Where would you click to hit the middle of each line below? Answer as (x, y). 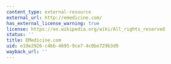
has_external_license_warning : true (53, 23)
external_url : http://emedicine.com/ (54, 18)
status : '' (20, 35)
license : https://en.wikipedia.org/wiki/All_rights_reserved (86, 29)
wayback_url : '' (27, 52)
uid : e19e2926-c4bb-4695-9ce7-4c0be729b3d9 (63, 46)
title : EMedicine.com (34, 40)
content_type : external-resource (49, 12)
